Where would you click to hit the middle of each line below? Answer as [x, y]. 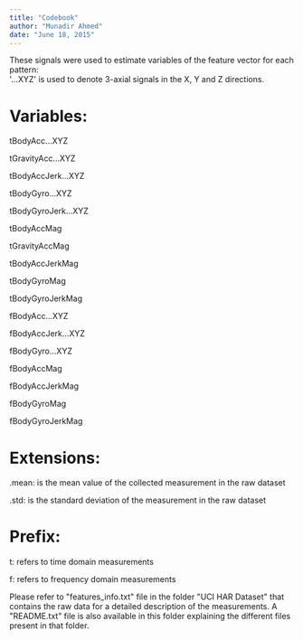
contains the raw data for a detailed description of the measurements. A [143, 607]
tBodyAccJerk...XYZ [47, 176]
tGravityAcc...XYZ [43, 158]
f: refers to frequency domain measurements [93, 579]
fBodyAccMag [36, 369]
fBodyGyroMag [38, 404]
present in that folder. [49, 626]
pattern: [24, 70]
